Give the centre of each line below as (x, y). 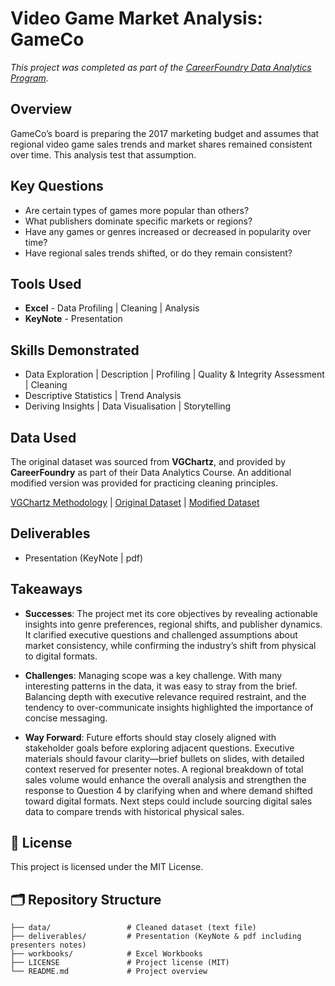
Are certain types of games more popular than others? (137, 210)
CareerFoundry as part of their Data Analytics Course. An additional (151, 472)
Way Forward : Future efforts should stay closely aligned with (150, 737)
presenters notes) (48, 945)
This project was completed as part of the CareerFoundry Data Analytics (161, 67)
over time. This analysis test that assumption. (103, 154)
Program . (29, 78)
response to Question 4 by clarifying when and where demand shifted (168, 790)
